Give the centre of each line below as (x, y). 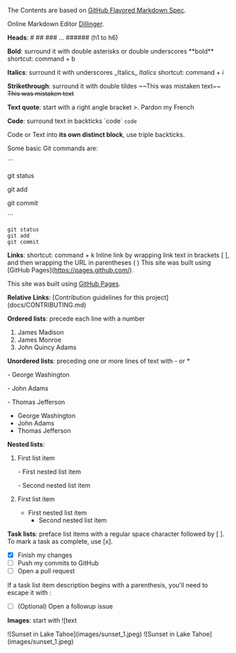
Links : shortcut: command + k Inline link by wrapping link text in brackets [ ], (118, 255)
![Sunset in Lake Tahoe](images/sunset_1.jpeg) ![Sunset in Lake (99, 634)
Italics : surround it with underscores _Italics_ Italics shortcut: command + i (116, 72)
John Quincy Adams (47, 347)
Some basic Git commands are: (53, 148)
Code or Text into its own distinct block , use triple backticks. (96, 134)
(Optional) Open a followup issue (65, 606)
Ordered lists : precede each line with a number (76, 318)
